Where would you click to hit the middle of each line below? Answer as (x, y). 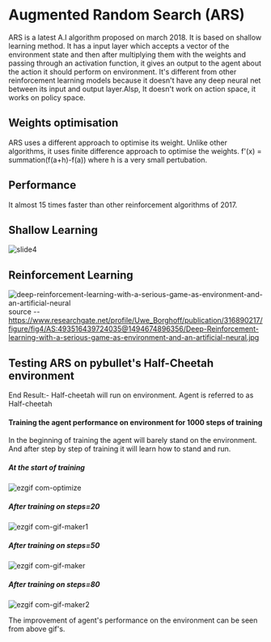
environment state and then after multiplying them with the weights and (127, 54)
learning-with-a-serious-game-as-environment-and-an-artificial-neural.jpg (134, 338)
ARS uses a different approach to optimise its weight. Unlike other (118, 142)
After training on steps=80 (54, 584)
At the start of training (47, 467)
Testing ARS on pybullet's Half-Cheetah (111, 363)
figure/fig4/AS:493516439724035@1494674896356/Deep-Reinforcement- (133, 329)
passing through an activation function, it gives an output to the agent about (135, 63)
